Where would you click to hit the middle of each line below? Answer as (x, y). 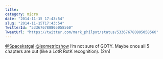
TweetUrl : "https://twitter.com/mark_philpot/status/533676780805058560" (82, 32)
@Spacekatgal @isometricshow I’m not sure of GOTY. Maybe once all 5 (77, 46)
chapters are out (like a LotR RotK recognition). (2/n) (58, 51)
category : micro (22, 14)
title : (12, 10)
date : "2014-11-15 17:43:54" (35, 19)
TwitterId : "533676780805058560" (39, 28)
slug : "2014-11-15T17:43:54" (35, 23)
